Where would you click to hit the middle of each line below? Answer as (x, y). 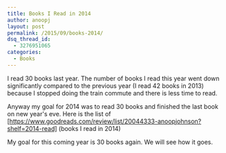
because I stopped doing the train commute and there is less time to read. (112, 93)
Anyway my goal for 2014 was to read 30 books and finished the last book (113, 106)
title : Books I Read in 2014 (49, 13)
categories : (24, 53)
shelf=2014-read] (32, 128)
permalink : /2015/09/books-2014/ (55, 33)
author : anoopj (29, 20)
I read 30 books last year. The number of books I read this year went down (113, 78)
